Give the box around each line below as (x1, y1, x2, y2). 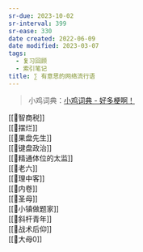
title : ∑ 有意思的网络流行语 (8, 72, 95, 80)
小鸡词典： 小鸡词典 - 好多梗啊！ (27, 95, 136, 105)
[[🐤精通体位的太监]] (8, 153, 74, 163)
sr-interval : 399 (8, 19, 67, 28)
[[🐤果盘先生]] (8, 133, 53, 143)
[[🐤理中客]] (8, 173, 45, 183)
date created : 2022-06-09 (8, 34, 95, 43)
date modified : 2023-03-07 (8, 42, 99, 50)
